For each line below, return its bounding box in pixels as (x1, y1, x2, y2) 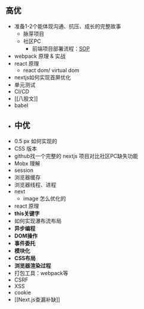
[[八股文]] (14, 95, 38, 102)
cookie (14, 289, 31, 296)
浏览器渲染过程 (14, 262, 51, 269)
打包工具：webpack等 (14, 269, 68, 276)
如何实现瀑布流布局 (14, 217, 62, 224)
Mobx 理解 (14, 160, 40, 167)
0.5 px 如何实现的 (14, 137, 58, 144)
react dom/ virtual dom (23, 66, 80, 73)
